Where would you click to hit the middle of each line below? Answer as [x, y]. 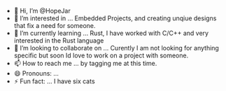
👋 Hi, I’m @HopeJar [42, 11]
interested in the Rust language [59, 41]
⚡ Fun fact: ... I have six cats [55, 81]
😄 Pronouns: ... [36, 73]
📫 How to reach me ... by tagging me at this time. [85, 63]
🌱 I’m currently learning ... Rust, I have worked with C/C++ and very [111, 33]
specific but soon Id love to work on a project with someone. [101, 55]
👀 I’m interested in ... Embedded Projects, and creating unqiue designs [115, 18]
